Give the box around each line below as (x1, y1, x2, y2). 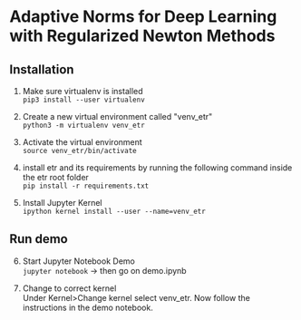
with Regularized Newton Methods (9, 25, 276, 46)
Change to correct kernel (22, 283, 117, 294)
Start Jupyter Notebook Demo (22, 256, 136, 267)
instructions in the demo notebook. (22, 302, 154, 313)
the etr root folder (22, 172, 89, 182)
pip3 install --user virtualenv (22, 95, 145, 104)
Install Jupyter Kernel (22, 198, 102, 208)
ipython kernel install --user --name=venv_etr (22, 207, 206, 216)
